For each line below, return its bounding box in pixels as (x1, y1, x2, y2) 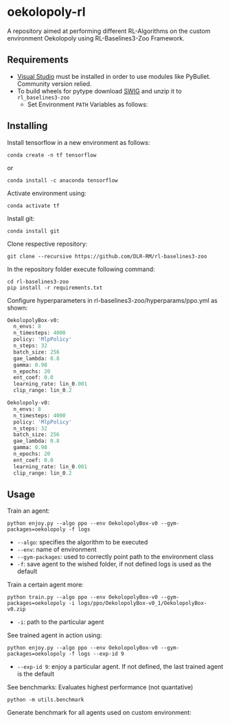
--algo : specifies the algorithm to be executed (16, 538, 148, 547)
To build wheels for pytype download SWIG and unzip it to (16, 87, 182, 95)
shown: (7, 303, 28, 312)
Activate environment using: (7, 189, 87, 197)
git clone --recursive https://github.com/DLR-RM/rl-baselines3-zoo (7, 253, 207, 260)
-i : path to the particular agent (16, 618, 104, 626)
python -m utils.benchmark (7, 696, 84, 704)
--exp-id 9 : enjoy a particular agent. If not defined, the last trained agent (16, 663, 224, 671)
